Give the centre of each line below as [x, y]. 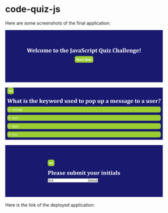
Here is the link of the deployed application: [50, 205]
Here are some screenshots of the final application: [58, 23]
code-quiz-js [33, 9]
